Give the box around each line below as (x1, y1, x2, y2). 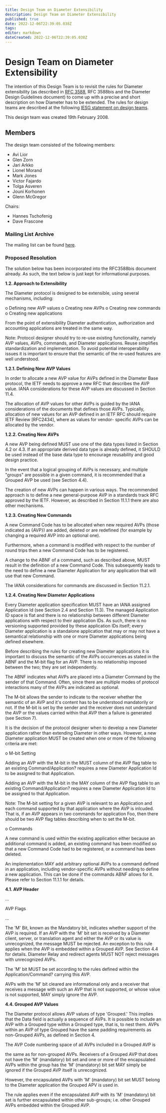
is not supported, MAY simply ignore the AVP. (5, 992, 98, 998)
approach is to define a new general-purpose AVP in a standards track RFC (5, 492, 159, 498)
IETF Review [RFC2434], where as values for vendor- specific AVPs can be (5, 417, 159, 423)
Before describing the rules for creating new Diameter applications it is (5, 648, 150, 654)
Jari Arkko (12, 162, 34, 168)
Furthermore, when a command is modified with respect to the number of (5, 542, 155, 548)
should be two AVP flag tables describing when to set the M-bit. (5, 816, 136, 822)
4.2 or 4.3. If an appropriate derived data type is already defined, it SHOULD (5, 446, 161, 452)
